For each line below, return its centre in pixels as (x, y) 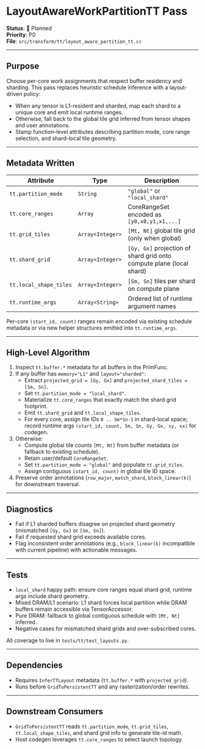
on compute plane (154, 289)
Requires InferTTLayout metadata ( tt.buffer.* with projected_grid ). (102, 680)
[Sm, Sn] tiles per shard (161, 281)
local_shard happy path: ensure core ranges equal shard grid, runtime (103, 589)
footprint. (36, 406)
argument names (152, 306)
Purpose (23, 66)
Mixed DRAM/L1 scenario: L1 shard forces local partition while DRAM (101, 603)
